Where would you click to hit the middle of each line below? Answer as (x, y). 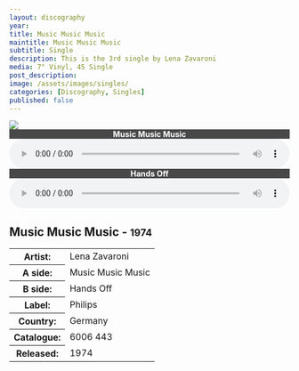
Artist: (37, 257)
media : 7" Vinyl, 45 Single (61, 68)
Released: (38, 354)
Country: (37, 321)
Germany (89, 321)
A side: (37, 273)
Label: (37, 305)
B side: (37, 289)
